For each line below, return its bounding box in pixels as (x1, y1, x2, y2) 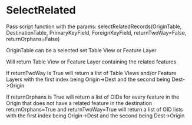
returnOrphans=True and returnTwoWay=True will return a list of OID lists (6, 106, 183, 113)
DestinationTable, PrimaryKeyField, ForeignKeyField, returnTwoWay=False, (6, 29, 187, 36)
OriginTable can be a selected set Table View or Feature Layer (6, 46, 157, 53)
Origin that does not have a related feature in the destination (6, 99, 152, 106)
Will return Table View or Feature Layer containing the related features (6, 58, 177, 65)
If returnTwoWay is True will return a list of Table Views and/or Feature (6, 69, 177, 76)
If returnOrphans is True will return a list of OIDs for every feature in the (6, 93, 180, 100)
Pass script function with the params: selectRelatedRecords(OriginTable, (6, 23, 182, 30)
